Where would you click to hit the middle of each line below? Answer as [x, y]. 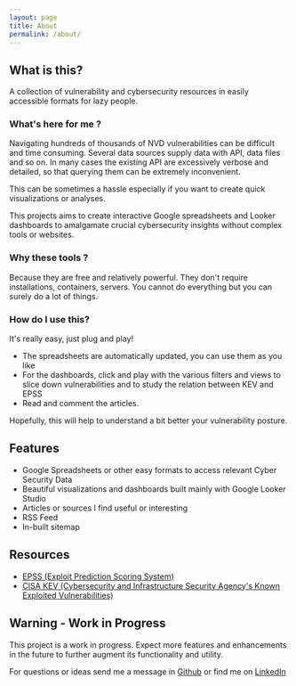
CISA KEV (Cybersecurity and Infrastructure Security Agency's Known [151, 585]
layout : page [33, 17]
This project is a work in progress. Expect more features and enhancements [148, 645]
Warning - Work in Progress [88, 623]
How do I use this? [50, 319]
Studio [34, 498]
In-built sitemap [51, 527]
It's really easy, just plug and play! [72, 339]
